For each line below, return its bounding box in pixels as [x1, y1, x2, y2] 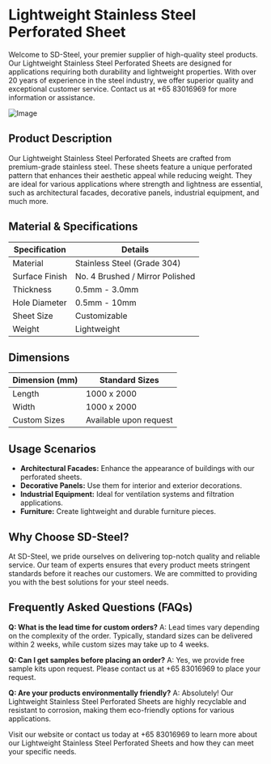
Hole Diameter [12, 297, 67, 308]
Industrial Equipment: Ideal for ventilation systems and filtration [19, 490, 235, 499]
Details [121, 244, 150, 255]
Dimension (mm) [12, 375, 78, 386]
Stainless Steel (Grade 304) [74, 257, 181, 269]
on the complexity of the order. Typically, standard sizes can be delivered [8, 630, 253, 640]
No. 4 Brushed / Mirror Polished [74, 270, 196, 282]
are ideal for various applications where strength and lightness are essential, [8, 179, 263, 189]
